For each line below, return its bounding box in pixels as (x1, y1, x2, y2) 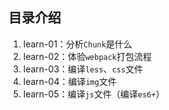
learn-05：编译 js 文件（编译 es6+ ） (22, 88, 165, 100)
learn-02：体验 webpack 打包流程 (22, 50, 153, 62)
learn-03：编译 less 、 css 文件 (22, 63, 144, 75)
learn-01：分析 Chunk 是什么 (22, 38, 133, 50)
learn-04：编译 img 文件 (22, 75, 117, 87)
